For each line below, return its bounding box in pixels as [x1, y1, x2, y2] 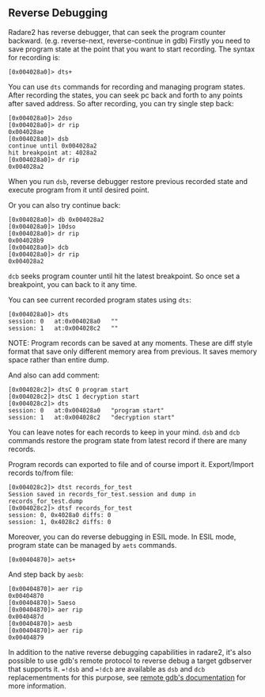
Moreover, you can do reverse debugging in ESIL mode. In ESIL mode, [8, 531, 237, 542]
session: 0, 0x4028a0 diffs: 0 [8, 511, 112, 519]
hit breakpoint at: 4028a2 [8, 148, 97, 157]
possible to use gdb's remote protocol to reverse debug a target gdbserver [8, 656, 252, 665]
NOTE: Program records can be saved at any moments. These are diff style [8, 338, 253, 347]
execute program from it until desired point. [8, 185, 150, 194]
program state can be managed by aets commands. [8, 540, 177, 550]
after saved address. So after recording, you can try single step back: [8, 98, 234, 108]
